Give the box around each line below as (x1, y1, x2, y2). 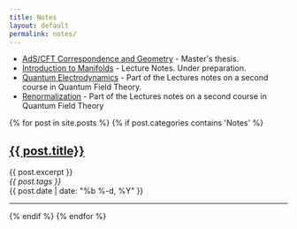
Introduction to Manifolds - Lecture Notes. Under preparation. (21, 63, 247, 73)
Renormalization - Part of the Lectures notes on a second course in (21, 91, 267, 102)
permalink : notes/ (9, 29, 77, 38)
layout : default (9, 21, 69, 30)
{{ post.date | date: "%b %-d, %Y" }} (9, 186, 144, 196)
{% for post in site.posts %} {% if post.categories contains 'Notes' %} (9, 118, 263, 128)
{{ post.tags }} (9, 176, 62, 187)
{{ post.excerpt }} (9, 167, 73, 178)
